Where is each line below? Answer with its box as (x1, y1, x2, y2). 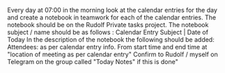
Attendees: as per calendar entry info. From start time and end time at (7, 43, 208, 51)
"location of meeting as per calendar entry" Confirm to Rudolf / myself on (7, 50, 218, 58)
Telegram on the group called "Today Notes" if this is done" (7, 58, 179, 65)
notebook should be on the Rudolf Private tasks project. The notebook (7, 21, 209, 29)
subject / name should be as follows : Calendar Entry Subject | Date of (7, 28, 209, 36)
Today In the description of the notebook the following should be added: (7, 35, 215, 44)
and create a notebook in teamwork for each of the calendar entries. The (7, 13, 217, 22)
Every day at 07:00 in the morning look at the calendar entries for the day (7, 6, 218, 14)
